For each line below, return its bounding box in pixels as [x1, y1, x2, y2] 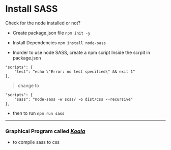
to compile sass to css [12, 139, 60, 145]
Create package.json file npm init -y [12, 29, 91, 36]
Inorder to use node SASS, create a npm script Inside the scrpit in [12, 49, 150, 55]
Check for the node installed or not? [5, 20, 80, 26]
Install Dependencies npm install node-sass [12, 39, 106, 46]
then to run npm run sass [12, 110, 65, 116]
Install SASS [5, 3, 58, 15]
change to [17, 82, 39, 88]
